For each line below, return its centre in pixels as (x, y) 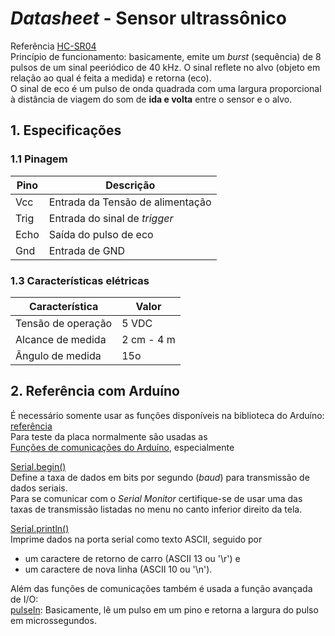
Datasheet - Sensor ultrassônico (148, 18)
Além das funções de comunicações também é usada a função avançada (161, 588)
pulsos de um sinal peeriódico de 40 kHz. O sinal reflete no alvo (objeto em (165, 67)
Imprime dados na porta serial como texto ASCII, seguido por (136, 539)
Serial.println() (40, 528)
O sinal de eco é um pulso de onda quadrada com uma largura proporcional (166, 88)
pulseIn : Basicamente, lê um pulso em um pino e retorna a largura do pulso (164, 609)
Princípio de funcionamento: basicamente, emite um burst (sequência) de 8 (166, 56)
